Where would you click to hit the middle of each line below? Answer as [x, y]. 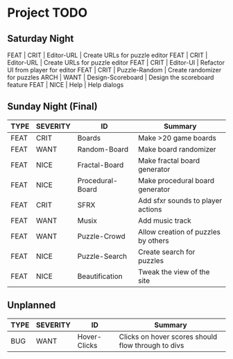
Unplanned [32, 305]
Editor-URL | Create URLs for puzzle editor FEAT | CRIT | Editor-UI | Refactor [116, 63]
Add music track [165, 221]
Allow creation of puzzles [179, 232]
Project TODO [48, 13]
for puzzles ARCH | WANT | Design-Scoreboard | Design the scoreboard [111, 77]
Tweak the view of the [174, 271]
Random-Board [103, 149]
